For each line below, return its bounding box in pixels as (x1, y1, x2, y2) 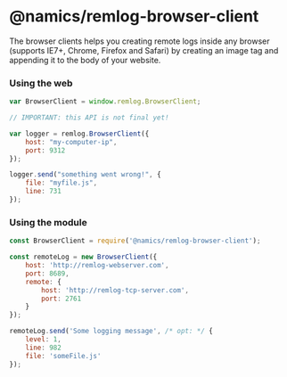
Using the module (9, 216, 87, 228)
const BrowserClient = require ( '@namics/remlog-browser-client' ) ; (9, 236, 261, 246)
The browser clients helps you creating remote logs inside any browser (9, 36, 270, 46)
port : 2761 (41, 294, 82, 303)
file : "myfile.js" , (25, 178, 98, 188)
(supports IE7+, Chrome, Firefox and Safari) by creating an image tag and (9, 45, 279, 55)
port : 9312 (25, 145, 66, 155)
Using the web (9, 77, 73, 89)
